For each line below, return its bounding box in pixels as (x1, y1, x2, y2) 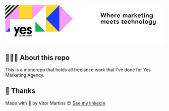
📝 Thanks (5, 87, 36, 95)
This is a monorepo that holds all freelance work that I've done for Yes (5, 67, 151, 73)
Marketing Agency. (5, 72, 44, 78)
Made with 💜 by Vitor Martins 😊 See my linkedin (5, 100, 106, 106)
